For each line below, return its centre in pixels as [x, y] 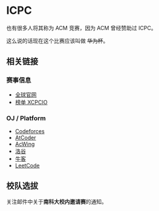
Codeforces [30, 131]
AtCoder [25, 137]
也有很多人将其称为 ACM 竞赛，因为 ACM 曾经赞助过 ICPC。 [81, 28]
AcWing [25, 144]
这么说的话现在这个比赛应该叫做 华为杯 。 [57, 40]
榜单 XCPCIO [31, 102]
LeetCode [27, 165]
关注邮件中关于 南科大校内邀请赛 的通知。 [57, 201]
